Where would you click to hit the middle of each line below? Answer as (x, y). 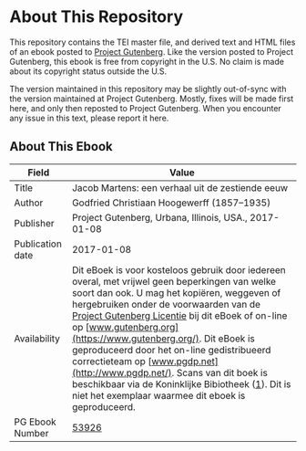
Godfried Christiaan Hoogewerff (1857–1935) (171, 203)
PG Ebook (35, 422)
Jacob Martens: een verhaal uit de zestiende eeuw (180, 187)
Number (31, 433)
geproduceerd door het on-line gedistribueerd (171, 350)
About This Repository (97, 17)
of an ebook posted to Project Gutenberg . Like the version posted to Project (152, 51)
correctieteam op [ (112, 361)
